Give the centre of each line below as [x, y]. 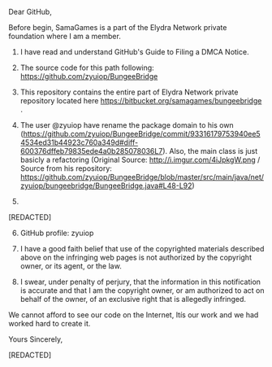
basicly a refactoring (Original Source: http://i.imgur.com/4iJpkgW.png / [140, 159]
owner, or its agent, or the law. [71, 266]
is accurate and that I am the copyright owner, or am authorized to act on [142, 291]
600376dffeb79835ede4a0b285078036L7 [91, 151]
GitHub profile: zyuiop [57, 233]
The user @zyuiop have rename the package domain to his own [127, 125]
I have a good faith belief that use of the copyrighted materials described [142, 249]
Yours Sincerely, [36, 339]
